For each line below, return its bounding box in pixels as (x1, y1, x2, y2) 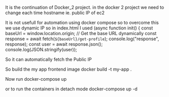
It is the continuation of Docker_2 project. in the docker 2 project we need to (5, 5, 164, 10)
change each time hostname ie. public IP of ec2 (5, 10, 105, 16)
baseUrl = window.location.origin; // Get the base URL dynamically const (5, 30, 157, 36)
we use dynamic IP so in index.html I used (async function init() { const (5, 25, 153, 31)
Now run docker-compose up (5, 76, 67, 82)
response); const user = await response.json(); (5, 41, 103, 47)
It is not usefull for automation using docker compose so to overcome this (5, 20, 159, 25)
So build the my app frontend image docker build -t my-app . (5, 66, 132, 72)
